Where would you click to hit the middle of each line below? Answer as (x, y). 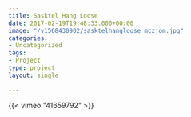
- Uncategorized (35, 46)
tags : (17, 53)
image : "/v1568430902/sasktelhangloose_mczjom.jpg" (96, 30)
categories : (28, 38)
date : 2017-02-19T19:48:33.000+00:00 (71, 23)
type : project (32, 68)
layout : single (34, 75)
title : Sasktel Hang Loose (53, 16)
